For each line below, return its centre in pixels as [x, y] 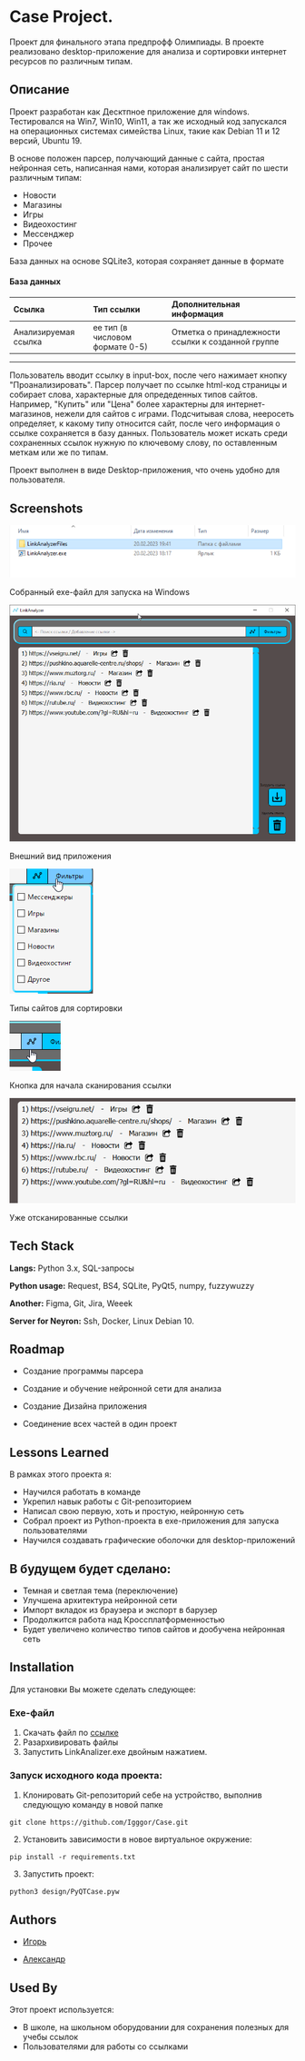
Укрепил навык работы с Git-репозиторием [107, 1501]
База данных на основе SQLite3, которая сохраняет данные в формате [147, 261]
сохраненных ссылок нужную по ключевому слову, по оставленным [143, 443]
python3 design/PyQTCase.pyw [64, 1892]
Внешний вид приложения [60, 856]
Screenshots [46, 508]
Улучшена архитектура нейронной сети [100, 1600]
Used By [34, 1988]
